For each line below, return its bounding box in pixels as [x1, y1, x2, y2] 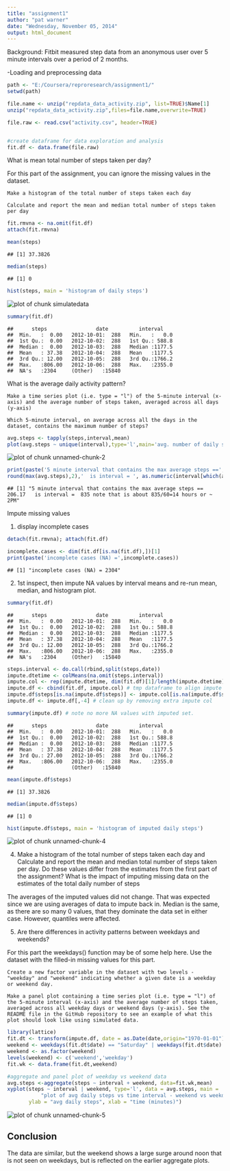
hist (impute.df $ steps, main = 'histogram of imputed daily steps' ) [7, 824, 204, 832]
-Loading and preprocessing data [7, 68, 101, 77]
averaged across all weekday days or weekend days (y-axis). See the [7, 1005, 210, 1012]
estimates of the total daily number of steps [16, 879, 140, 887]
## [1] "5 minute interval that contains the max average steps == [7, 486, 204, 492]
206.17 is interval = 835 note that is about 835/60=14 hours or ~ [7, 491, 213, 499]
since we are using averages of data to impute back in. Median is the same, [7, 900, 220, 908]
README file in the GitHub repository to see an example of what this [7, 1011, 213, 1018]
